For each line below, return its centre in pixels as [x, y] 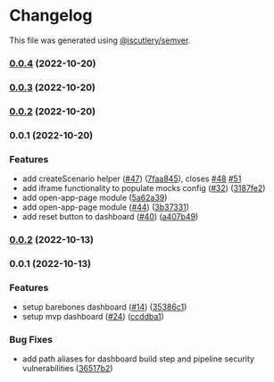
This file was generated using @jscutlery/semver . [100, 40]
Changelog [51, 16]
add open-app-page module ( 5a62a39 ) [95, 197]
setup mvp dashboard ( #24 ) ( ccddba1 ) [93, 317]
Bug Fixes [31, 339]
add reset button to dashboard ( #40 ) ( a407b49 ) [110, 216]
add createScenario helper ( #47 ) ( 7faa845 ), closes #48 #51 [132, 179]
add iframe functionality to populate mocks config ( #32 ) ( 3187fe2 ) [144, 187]
